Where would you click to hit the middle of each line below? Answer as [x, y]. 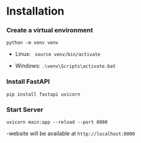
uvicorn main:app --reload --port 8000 [57, 122]
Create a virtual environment [50, 30]
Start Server [25, 110]
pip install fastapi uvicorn [43, 94]
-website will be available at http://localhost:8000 [71, 134]
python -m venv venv [33, 43]
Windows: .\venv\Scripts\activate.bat [65, 66]
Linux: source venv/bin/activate [58, 54]
